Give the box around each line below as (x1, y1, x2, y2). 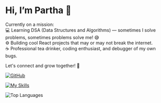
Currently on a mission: (5, 21, 55, 27)
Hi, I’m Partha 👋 (5, 5, 72, 16)
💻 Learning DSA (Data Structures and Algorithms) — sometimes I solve (5, 27, 156, 33)
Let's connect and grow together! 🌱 (5, 62, 80, 68)
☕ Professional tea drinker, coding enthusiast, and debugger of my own (5, 45, 156, 51)
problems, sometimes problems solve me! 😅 (5, 34, 100, 40)
